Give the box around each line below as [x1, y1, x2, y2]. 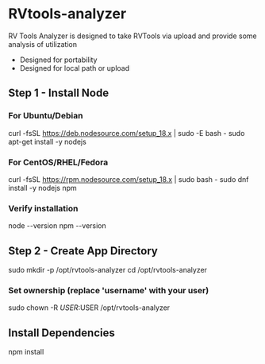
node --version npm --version [8, 221, 107, 230]
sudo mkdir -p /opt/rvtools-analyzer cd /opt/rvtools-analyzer [8, 265, 208, 275]
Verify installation [8, 203, 79, 214]
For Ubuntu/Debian [8, 110, 83, 122]
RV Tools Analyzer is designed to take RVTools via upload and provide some [8, 31, 257, 41]
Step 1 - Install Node [8, 87, 109, 100]
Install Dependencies [8, 326, 115, 339]
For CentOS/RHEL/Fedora [8, 157, 109, 168]
